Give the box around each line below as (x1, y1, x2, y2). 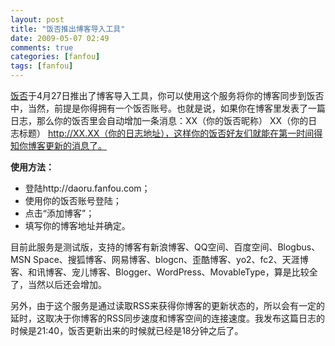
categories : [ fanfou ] (10, 52, 101, 62)
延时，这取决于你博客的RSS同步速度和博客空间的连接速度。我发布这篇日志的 (10, 312, 325, 324)
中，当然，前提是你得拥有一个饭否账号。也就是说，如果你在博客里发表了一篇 (10, 102, 326, 114)
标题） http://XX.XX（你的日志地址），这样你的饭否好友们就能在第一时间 (18, 127, 315, 139)
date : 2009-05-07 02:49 (10, 33, 110, 43)
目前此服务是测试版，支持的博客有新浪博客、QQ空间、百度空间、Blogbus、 (10, 241, 321, 253)
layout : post (10, 14, 65, 25)
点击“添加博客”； (24, 207, 95, 219)
